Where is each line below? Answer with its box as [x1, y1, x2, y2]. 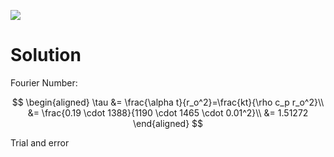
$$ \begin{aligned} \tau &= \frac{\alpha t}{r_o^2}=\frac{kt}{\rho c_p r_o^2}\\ [11, 96, 325, 108]
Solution [10, 44, 82, 67]
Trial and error [10, 136, 70, 149]
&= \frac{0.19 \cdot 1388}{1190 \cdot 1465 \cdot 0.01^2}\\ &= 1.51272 [27, 106, 309, 119]
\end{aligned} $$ [132, 117, 204, 129]
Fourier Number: [10, 76, 78, 89]
